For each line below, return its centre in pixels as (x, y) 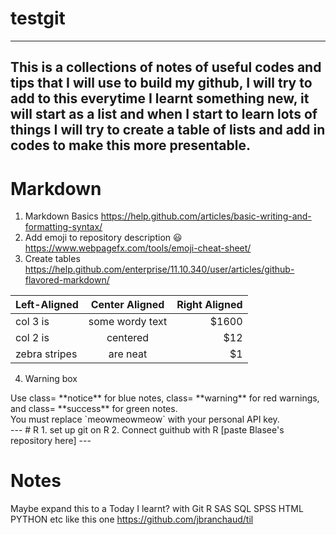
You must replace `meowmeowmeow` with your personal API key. (145, 419)
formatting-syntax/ (63, 227)
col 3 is (32, 322)
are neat (128, 354)
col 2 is (32, 338)
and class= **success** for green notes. (94, 409)
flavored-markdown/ (67, 280)
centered (128, 338)
